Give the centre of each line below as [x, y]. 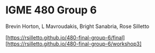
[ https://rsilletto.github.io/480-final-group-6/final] [65, 37]
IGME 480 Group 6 [51, 10]
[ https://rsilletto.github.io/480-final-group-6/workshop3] [74, 44]
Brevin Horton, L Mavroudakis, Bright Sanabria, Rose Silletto [77, 26]
